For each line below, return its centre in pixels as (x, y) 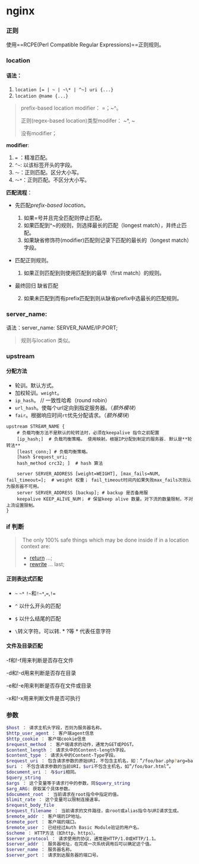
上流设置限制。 (22, 506)
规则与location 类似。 (47, 340)
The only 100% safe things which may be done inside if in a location (105, 540)
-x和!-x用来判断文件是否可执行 (43, 698)
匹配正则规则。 (33, 260)
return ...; (41, 558)
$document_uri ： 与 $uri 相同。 (42, 772)
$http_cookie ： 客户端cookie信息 (46, 739)
